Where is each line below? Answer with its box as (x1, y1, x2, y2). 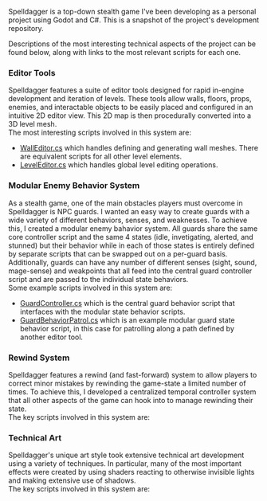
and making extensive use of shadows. (8, 476, 137, 485)
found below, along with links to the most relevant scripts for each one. (8, 48, 241, 57)
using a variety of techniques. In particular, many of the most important (8, 459, 241, 468)
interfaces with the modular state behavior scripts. (19, 307, 186, 316)
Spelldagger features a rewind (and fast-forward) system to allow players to (8, 370, 257, 379)
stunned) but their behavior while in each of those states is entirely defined (8, 241, 255, 250)
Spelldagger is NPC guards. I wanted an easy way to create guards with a (8, 206, 249, 216)
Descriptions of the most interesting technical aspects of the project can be (8, 39, 257, 49)
